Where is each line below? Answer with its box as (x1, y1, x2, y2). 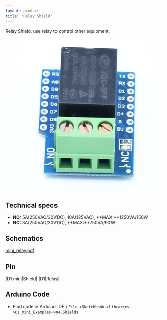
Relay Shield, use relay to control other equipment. (5, 28, 110, 34)
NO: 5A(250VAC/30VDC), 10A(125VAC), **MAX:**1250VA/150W (12, 214, 148, 220)
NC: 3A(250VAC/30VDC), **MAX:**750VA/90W (12, 220, 115, 226)
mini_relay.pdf (5, 247, 35, 254)
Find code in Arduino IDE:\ (12, 303, 67, 309)
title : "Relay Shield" (5, 13, 53, 19)
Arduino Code (5, 290, 50, 299)
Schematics (5, 234, 44, 243)
